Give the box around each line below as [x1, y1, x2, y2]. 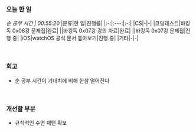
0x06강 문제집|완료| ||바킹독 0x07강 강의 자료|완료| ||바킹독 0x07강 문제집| [12, 27, 186, 34]
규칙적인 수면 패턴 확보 [14, 119, 67, 126]
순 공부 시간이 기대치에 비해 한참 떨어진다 [14, 77, 110, 84]
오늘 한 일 [6, 5, 31, 13]
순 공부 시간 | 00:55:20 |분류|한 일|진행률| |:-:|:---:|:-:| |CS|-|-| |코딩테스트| [6, 20, 181, 27]
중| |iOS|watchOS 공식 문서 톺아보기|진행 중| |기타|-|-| [12, 34, 139, 42]
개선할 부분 [6, 105, 36, 113]
